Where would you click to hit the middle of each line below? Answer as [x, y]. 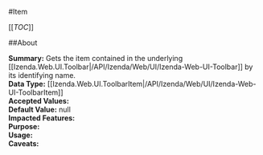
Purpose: [24, 126]
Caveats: [24, 143]
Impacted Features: [41, 118]
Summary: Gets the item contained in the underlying [96, 58]
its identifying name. [42, 75]
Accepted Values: [39, 101]
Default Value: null [39, 109]
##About [23, 43]
